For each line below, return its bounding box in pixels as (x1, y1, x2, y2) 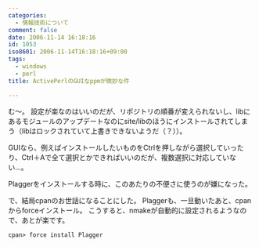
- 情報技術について (15, 19, 69, 27)
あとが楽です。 (21, 215, 70, 224)
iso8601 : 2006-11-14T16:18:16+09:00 (8, 48, 128, 56)
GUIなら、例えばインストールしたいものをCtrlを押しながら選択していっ (8, 143, 237, 152)
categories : (8, 11, 47, 20)
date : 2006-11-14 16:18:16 (8, 33, 96, 42)
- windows (15, 63, 47, 71)
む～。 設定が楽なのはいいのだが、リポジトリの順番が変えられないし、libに (8, 107, 251, 116)
